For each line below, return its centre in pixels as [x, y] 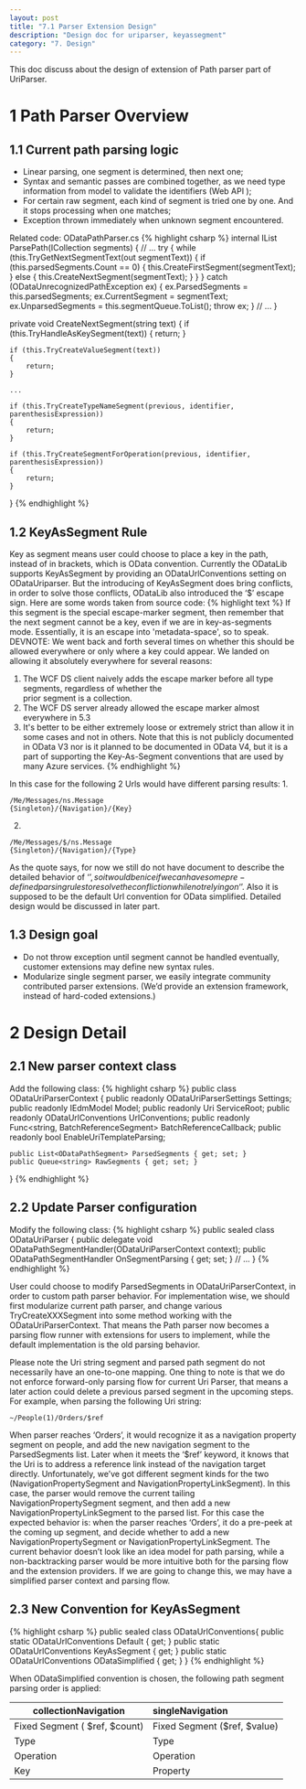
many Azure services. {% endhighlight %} [101, 766]
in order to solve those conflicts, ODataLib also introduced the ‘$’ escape [147, 593]
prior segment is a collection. [77, 698]
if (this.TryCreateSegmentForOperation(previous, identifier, [130, 455]
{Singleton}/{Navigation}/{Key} [71, 809]
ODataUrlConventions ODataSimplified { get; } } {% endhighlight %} [137, 1660]
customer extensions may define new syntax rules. [118, 967]
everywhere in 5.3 [57, 718]
